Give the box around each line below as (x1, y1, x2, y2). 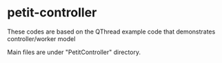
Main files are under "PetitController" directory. (7, 48, 141, 56)
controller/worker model (7, 34, 76, 42)
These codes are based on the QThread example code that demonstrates (7, 27, 216, 36)
